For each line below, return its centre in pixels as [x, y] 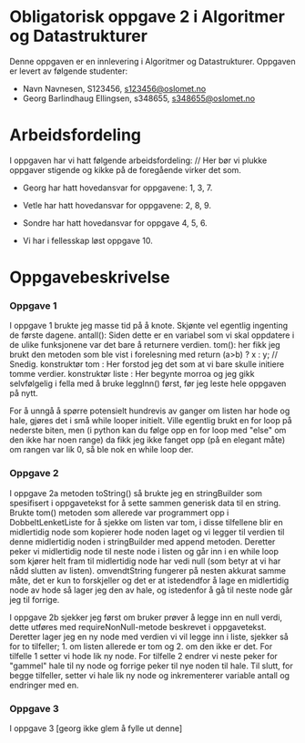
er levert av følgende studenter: [69, 71]
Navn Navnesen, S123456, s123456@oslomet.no [114, 88]
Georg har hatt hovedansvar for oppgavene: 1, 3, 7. [117, 188]
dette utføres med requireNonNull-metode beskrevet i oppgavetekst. [138, 626]
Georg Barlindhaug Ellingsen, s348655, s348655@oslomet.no [139, 98]
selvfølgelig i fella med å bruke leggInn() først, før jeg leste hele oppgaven [148, 383]
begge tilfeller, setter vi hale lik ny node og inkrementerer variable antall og [149, 675]
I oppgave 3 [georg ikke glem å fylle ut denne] [96, 728]
